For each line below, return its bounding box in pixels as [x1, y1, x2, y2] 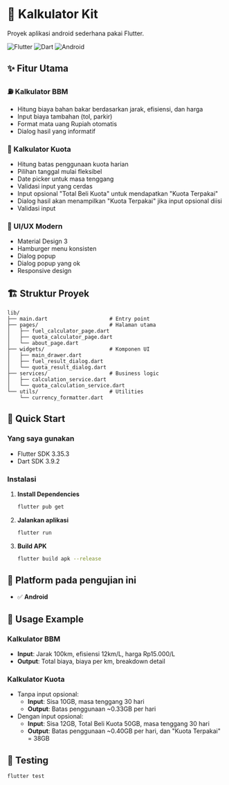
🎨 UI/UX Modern [7, 221, 63, 231]
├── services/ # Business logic [7, 370, 159, 377]
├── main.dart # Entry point [7, 315, 150, 323]
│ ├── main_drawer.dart [7, 352, 82, 359]
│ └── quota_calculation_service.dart [7, 382, 126, 389]
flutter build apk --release [17, 555, 102, 562]
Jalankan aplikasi [17, 515, 69, 524]
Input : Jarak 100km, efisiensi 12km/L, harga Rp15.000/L [17, 650, 176, 658]
